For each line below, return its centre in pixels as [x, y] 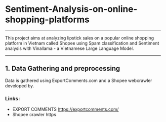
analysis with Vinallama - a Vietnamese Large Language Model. [70, 48]
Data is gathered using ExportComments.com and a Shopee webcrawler [79, 81]
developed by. [20, 85]
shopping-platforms [47, 20]
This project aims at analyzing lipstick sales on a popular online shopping [80, 38]
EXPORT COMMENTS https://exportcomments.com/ [65, 109]
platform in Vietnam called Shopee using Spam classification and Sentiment [82, 43]
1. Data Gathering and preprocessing [62, 68]
